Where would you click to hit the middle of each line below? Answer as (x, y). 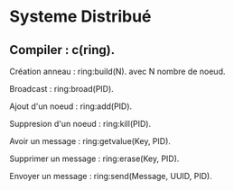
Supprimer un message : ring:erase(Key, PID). (94, 158)
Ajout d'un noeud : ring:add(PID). (71, 106)
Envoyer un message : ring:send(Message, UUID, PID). (111, 176)
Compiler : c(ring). (62, 50)
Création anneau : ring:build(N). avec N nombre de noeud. (117, 71)
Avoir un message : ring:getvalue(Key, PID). (90, 141)
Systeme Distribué (80, 17)
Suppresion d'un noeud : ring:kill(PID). (80, 124)
